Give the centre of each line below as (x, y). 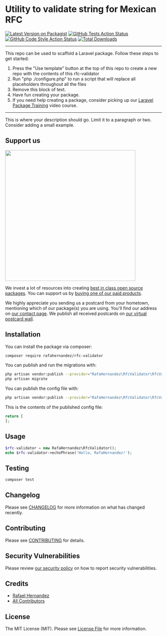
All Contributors (28, 601)
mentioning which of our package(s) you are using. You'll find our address (81, 308)
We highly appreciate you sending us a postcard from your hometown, (77, 303)
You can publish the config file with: (42, 388)
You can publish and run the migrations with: (51, 365)
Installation (23, 335)
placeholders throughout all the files (49, 84)
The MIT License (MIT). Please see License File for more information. (76, 629)
